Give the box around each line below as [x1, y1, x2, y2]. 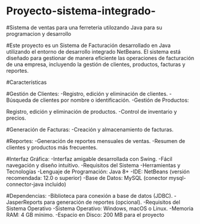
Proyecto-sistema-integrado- [6, 4, 156, 18]
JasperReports [6, 198, 43, 206]
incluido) [44, 181, 67, 188]
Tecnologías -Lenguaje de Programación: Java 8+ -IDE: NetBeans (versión [6, 168, 190, 175]
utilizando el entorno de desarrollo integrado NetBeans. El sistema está [6, 48, 181, 55]
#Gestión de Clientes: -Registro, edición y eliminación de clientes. [6, 90, 168, 97]
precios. [6, 114, 26, 122]
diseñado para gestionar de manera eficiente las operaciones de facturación [6, 54, 195, 61]
